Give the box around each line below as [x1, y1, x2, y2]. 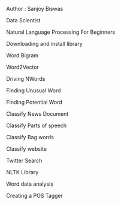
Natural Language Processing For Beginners [6, 28, 116, 36]
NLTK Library [6, 169, 39, 175]
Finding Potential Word [6, 99, 63, 106]
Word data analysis [6, 180, 54, 188]
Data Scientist [6, 17, 41, 24]
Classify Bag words [6, 134, 54, 140]
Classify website [6, 145, 47, 153]
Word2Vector [6, 63, 39, 71]
